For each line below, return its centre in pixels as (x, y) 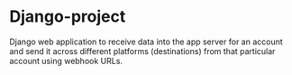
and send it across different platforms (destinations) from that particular (142, 51)
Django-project (68, 17)
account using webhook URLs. (66, 61)
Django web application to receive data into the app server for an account (146, 42)
